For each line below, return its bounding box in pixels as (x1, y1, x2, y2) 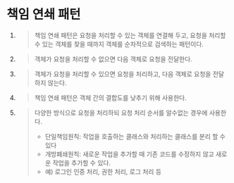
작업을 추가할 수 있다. (52, 158, 111, 167)
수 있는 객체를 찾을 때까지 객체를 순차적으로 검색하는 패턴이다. (34, 39, 204, 48)
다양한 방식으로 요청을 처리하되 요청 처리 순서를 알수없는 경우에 (34, 108, 208, 117)
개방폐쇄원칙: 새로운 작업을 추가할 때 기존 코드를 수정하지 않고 (44, 149, 214, 158)
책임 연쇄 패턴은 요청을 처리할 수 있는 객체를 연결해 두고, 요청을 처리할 (34, 31, 226, 39)
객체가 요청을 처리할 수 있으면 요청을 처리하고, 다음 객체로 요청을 (34, 70, 211, 78)
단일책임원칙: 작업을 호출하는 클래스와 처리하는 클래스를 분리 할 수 (44, 132, 226, 141)
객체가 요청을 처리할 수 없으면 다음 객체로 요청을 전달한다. (34, 54, 193, 63)
